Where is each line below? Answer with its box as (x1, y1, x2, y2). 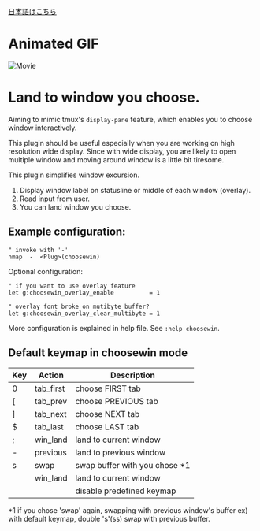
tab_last (34, 421, 65, 432)
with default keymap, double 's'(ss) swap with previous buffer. (8, 514, 210, 523)
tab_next (34, 408, 67, 419)
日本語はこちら (8, 7, 57, 16)
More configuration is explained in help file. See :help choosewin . (8, 323, 221, 332)
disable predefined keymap (75, 485, 176, 496)
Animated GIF (8, 35, 99, 53)
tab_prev (34, 395, 68, 407)
